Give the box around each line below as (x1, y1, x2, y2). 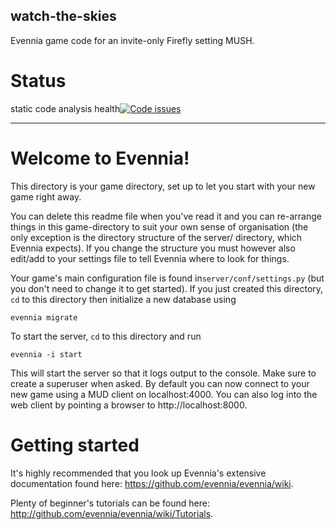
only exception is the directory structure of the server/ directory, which (10, 231, 303, 243)
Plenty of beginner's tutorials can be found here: (10, 497, 210, 509)
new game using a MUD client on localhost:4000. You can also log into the (10, 388, 318, 400)
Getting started (10, 434, 140, 456)
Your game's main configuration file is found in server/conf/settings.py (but (10, 272, 325, 284)
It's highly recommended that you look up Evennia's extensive (10, 467, 267, 479)
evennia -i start (10, 349, 83, 359)
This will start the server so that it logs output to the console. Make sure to (10, 367, 317, 379)
